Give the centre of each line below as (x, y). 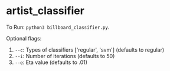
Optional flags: (24, 38)
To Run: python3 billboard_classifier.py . (58, 27)
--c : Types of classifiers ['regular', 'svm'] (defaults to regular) (89, 50)
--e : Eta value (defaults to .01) (51, 62)
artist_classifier (45, 11)
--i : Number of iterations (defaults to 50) (65, 56)
